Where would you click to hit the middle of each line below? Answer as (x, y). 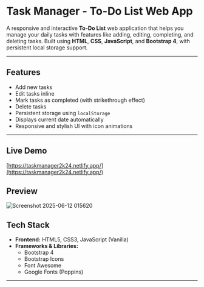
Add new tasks (34, 87)
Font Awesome (43, 266)
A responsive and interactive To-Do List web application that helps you (95, 28)
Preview (22, 191)
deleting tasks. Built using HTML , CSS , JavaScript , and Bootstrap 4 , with (98, 41)
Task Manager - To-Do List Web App (100, 11)
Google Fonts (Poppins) (54, 272)
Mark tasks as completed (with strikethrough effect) (80, 100)
